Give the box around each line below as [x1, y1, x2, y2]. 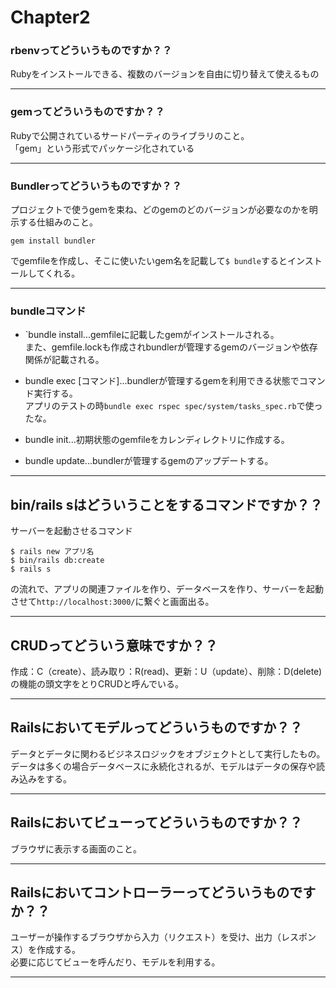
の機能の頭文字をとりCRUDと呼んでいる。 [10, 678, 185, 690]
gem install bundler [10, 236, 97, 246]
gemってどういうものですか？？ [10, 105, 165, 119]
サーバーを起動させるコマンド [10, 525, 133, 537]
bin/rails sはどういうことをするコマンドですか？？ [10, 496, 323, 513]
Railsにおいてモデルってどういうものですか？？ [10, 719, 303, 736]
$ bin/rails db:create [10, 556, 105, 566]
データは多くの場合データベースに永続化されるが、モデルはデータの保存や [10, 760, 317, 772]
